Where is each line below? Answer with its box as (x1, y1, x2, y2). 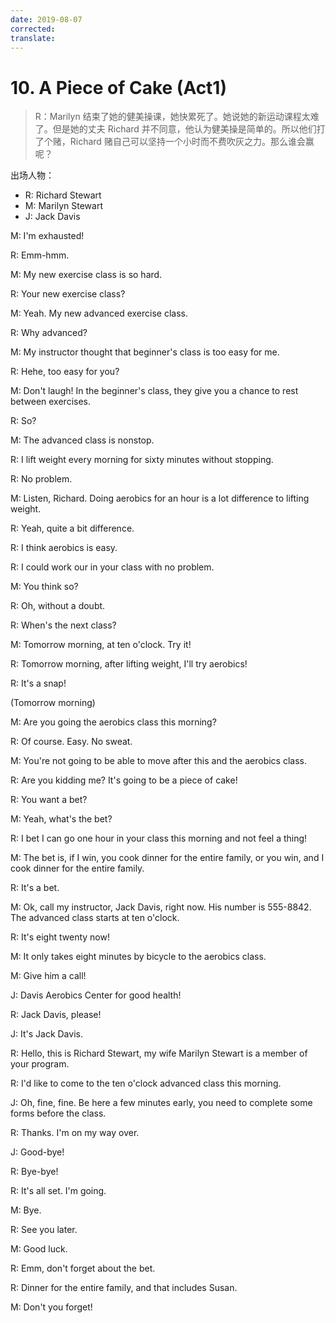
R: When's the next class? (10, 619, 117, 631)
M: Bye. (10, 1204, 42, 1216)
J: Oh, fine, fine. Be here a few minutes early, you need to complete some (10, 1097, 313, 1109)
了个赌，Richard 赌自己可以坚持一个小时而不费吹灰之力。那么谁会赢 (34, 136, 315, 148)
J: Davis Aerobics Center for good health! (10, 989, 182, 1001)
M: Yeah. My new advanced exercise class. (10, 307, 188, 320)
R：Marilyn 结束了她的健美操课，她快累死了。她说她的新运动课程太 (34, 111, 311, 123)
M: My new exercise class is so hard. (10, 269, 163, 281)
